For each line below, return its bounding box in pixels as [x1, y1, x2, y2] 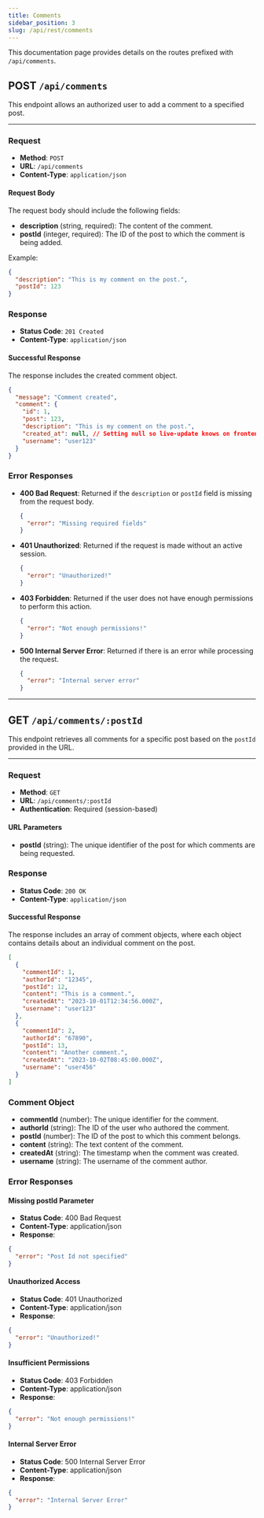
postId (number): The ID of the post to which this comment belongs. [19, 1132, 241, 1141]
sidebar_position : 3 [8, 19, 76, 27]
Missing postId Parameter [8, 1196, 94, 1205]
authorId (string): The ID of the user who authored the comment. [19, 1123, 230, 1133]
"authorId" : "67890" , [22, 1034, 93, 1042]
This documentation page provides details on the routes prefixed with [8, 48, 233, 58]
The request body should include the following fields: [8, 206, 181, 215]
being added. [19, 237, 63, 247]
